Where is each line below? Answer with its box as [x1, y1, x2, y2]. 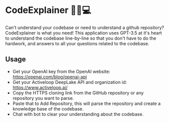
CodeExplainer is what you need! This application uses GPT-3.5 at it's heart [5, 30, 162, 36]
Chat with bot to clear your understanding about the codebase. [12, 111, 144, 117]
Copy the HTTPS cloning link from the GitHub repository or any [12, 89, 144, 96]
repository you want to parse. [12, 95, 74, 101]
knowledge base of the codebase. [12, 105, 84, 111]
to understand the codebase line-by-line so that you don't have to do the [5, 35, 156, 41]
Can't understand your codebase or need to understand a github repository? [5, 24, 164, 31]
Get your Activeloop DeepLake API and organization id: [12, 79, 127, 85]
